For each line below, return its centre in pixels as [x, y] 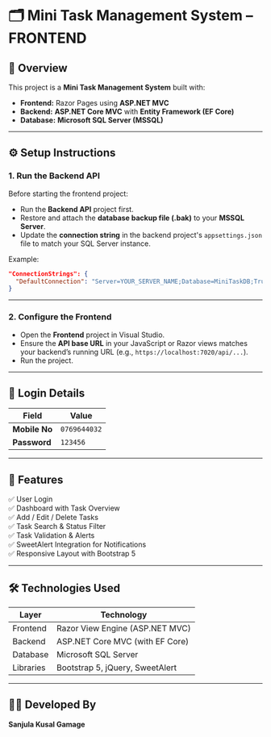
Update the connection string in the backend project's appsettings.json [141, 235]
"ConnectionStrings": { [48, 274]
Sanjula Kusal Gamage [47, 724]
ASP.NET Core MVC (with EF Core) [123, 642]
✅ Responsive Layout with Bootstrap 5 [72, 554]
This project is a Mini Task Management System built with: [107, 87]
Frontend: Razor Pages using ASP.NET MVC [94, 103]
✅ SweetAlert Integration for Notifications [77, 544]
